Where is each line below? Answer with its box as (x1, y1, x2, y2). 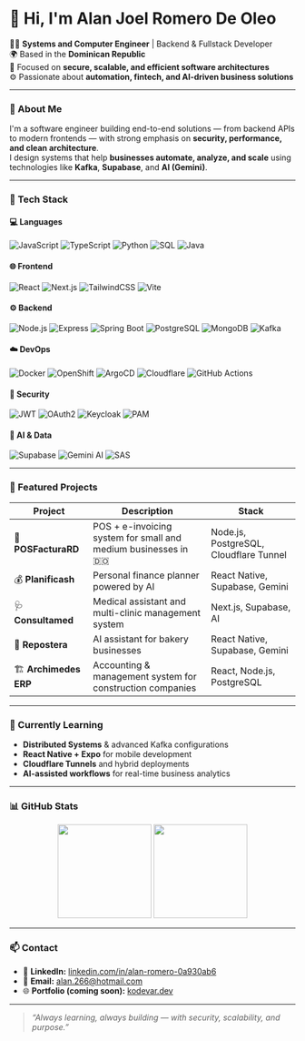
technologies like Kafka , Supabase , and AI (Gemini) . (9, 162, 208, 173)
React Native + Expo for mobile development (22, 748, 192, 759)
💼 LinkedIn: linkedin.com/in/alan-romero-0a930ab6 (22, 965, 217, 976)
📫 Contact (9, 942, 58, 955)
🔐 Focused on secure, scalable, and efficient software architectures (9, 61, 270, 72)
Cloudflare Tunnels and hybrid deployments (22, 758, 190, 769)
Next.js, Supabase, (211, 601, 291, 613)
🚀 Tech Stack (9, 193, 69, 206)
